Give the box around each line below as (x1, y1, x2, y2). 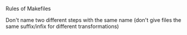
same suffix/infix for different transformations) (5, 23, 120, 30)
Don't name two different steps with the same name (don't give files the (5, 17, 182, 23)
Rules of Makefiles (5, 5, 51, 12)
